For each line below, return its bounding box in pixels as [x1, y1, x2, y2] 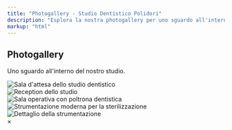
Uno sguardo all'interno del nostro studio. [7, 67, 126, 75]
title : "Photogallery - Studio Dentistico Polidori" [7, 10, 162, 17]
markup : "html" [7, 23, 51, 30]
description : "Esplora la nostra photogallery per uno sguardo [7, 17, 193, 24]
